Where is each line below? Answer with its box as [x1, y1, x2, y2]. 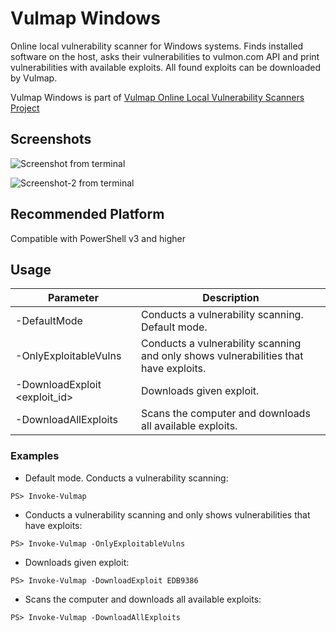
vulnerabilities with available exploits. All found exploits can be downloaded [10, 61, 322, 73]
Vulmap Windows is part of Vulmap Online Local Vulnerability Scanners [10, 91, 305, 103]
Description [202, 291, 260, 305]
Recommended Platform [10, 206, 165, 223]
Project [10, 102, 40, 114]
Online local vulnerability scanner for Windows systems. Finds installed [10, 40, 304, 52]
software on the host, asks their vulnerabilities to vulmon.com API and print [10, 50, 320, 62]
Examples [10, 449, 60, 463]
